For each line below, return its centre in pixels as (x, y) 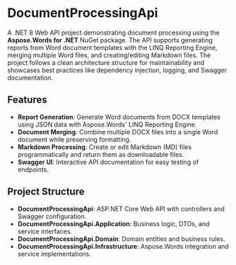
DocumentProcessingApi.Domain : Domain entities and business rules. (121, 239)
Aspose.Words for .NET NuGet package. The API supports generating (110, 40)
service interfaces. (45, 231)
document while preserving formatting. (74, 139)
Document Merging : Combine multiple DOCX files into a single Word (118, 131)
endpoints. (33, 169)
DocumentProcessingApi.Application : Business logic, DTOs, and (113, 223)
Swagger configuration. (52, 216)
